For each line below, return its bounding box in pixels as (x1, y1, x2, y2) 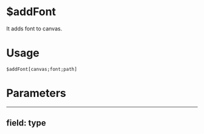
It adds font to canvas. (6, 25, 63, 32)
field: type (6, 118, 47, 129)
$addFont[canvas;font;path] (6, 66, 78, 72)
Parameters (6, 87, 67, 100)
